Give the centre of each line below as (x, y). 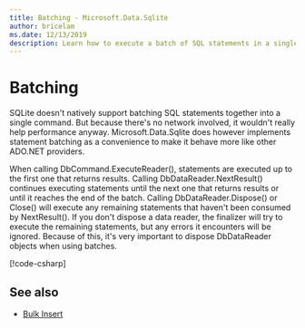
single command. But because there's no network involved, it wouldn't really (152, 122)
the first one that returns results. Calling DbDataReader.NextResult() (136, 178)
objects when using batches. (64, 246)
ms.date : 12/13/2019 (49, 34)
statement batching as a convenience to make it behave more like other (143, 142)
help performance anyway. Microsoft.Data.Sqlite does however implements (150, 132)
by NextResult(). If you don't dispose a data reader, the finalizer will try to (146, 217)
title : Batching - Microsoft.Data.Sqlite (89, 18)
